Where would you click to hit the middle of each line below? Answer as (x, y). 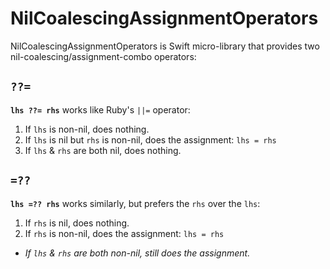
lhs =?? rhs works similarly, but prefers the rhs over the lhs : (135, 203)
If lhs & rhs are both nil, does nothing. (103, 150)
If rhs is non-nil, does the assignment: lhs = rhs (124, 233)
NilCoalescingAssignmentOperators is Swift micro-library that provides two (165, 46)
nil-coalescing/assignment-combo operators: (103, 56)
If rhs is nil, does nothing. (77, 223)
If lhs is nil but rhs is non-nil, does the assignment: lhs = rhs (150, 139)
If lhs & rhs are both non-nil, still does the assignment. (137, 253)
